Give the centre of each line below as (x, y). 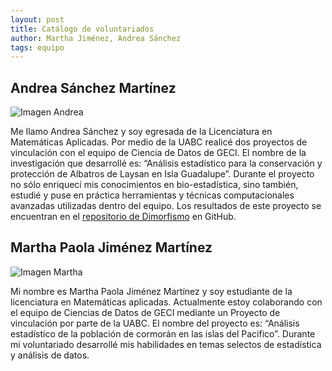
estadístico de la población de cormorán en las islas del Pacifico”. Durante (163, 333)
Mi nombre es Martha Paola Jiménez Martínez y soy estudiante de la (151, 291)
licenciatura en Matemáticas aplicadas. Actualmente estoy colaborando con (166, 302)
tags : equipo (37, 47)
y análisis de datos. (50, 355)
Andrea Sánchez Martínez (93, 87)
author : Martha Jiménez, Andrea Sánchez (96, 38)
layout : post (37, 19)
